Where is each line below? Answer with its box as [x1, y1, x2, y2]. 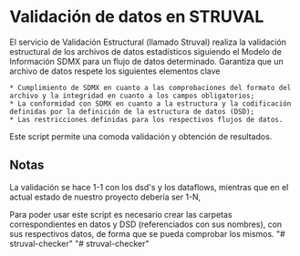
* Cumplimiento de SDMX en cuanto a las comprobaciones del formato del [9, 83, 292, 92]
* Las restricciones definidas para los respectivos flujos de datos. [9, 115, 284, 124]
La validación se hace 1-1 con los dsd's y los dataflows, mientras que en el [9, 181, 289, 192]
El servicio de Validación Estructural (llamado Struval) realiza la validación [9, 36, 287, 47]
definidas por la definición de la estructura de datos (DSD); [9, 107, 255, 116]
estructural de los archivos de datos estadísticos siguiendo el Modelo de [9, 46, 283, 56]
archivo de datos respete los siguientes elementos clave [9, 66, 221, 77]
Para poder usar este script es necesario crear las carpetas [9, 209, 233, 220]
